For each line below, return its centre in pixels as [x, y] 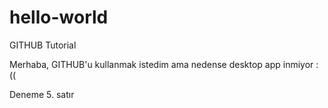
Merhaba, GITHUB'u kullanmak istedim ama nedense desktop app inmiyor [161, 64]
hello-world [59, 17]
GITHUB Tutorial [43, 45]
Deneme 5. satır [42, 94]
